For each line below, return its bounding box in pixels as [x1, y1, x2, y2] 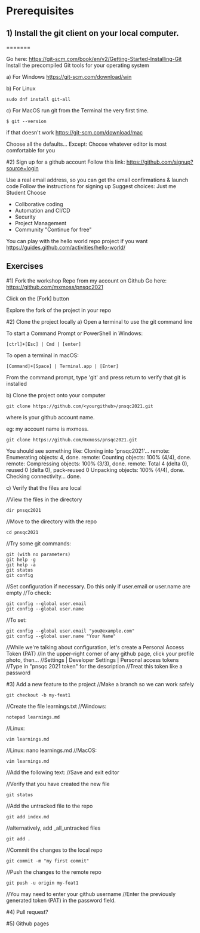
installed [6, 380, 27, 387]
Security [14, 213, 36, 220]
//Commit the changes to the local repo [6, 846, 103, 854]
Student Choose [6, 189, 47, 196]
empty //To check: [6, 589, 52, 596]
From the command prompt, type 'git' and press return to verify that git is [6, 373, 186, 380]
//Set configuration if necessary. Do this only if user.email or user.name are [6, 582, 191, 590]
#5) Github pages [6, 920, 50, 927]
